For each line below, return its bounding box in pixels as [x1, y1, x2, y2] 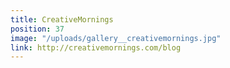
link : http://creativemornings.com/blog [10, 42, 182, 53]
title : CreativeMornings [10, 14, 114, 25]
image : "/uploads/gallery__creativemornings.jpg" [10, 33, 222, 43]
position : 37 [10, 24, 65, 34]
